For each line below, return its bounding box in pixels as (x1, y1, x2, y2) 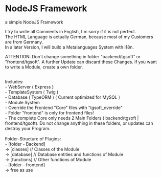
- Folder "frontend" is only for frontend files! (5, 110, 94, 115)
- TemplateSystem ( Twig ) (5, 89, 59, 95)
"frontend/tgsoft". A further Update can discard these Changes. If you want (5, 59, 157, 65)
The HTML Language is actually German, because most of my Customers (5, 34, 153, 40)
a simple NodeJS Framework (5, 19, 64, 25)
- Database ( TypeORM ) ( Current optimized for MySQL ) (5, 94, 120, 100)
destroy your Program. (5, 125, 50, 131)
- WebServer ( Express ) (5, 84, 54, 89)
